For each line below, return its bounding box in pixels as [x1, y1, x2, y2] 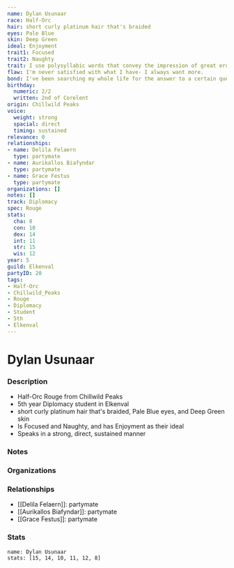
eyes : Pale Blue [7, 29, 54, 37]
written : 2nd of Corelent [13, 95, 89, 102]
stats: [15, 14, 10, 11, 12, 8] [7, 554, 101, 562]
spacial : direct [13, 120, 61, 128]
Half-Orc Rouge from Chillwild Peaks [17, 392, 123, 401]
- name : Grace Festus [7, 172, 70, 179]
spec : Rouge [7, 205, 42, 212]
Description [7, 376, 48, 386]
